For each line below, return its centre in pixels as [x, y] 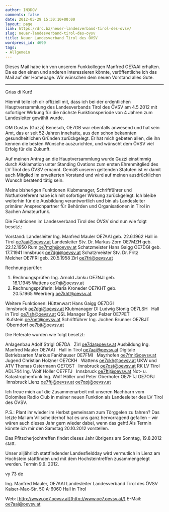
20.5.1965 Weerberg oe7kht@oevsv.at [52, 293]
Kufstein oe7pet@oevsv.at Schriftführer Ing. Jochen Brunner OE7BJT [78, 319]
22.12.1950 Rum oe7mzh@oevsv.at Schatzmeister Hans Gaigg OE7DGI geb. [83, 247]
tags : [11, 47]
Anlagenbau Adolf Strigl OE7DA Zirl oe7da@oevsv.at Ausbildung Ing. [77, 344]
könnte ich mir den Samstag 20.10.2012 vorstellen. [57, 428]
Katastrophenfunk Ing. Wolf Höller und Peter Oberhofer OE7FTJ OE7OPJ [80, 376]
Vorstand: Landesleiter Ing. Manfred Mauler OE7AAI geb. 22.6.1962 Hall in [81, 236]
